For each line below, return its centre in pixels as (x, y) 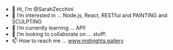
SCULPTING (27, 21)
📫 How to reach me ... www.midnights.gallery (68, 41)
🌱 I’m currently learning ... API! (49, 28)
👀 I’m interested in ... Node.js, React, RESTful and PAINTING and (89, 15)
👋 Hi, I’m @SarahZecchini (43, 9)
